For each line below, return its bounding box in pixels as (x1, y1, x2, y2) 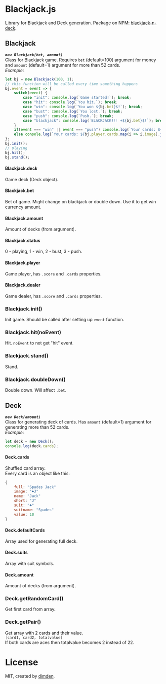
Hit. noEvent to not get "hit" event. (5, 340, 74, 346)
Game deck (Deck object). (5, 176, 59, 182)
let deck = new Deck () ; (5, 439, 54, 444)
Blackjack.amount (5, 215, 43, 221)
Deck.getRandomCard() (5, 595, 64, 602)
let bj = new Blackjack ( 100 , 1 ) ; (5, 76, 74, 82)
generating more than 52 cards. (5, 424, 70, 430)
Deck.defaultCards (5, 527, 45, 533)
